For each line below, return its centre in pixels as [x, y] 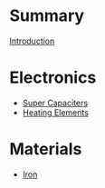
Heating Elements [55, 112]
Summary [47, 16]
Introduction [32, 41]
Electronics [53, 78]
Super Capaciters [55, 103]
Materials [46, 149]
